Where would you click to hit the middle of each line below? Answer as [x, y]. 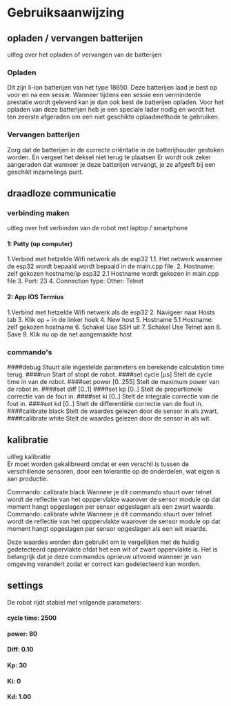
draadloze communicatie [62, 193]
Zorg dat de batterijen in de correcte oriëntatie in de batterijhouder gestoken [115, 150]
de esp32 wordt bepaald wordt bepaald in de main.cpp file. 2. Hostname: [111, 266]
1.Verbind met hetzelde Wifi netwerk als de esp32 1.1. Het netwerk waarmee [115, 259]
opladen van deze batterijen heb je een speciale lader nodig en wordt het [111, 110]
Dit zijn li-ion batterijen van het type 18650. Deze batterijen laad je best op [112, 88]
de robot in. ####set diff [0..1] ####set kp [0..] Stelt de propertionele [105, 389]
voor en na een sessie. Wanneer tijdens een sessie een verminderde [104, 95]
